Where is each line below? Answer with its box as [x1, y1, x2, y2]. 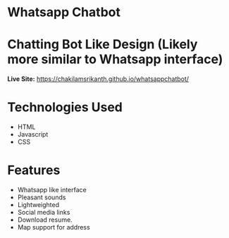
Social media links [17, 208, 70, 216]
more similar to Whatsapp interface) [7, 51, 223, 68]
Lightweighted [17, 201, 60, 208]
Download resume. [17, 215, 73, 224]
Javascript [17, 130, 49, 139]
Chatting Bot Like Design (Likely [7, 37, 198, 53]
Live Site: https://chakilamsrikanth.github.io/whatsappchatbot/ [7, 75, 189, 83]
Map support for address [17, 223, 90, 231]
